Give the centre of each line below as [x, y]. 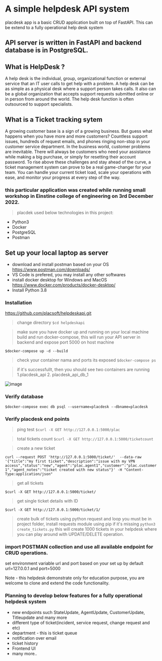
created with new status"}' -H [90, 470]
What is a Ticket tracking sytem [54, 119]
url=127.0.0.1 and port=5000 [33, 568]
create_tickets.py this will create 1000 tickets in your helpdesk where [87, 529]
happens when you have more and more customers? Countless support [76, 136]
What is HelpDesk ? [35, 67]
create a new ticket [36, 448]
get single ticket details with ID [47, 501]
